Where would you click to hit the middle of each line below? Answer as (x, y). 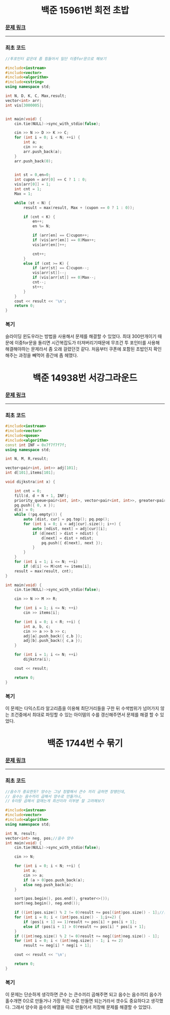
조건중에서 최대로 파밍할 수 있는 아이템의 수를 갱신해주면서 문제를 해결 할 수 (85, 714)
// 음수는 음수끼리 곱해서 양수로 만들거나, (44, 796)
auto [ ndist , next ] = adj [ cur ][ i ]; (70, 529)
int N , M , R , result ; (27, 459)
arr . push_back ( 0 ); (34, 161)
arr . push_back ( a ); (43, 152)
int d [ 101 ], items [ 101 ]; (30, 473)
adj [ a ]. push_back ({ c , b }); (53, 636)
